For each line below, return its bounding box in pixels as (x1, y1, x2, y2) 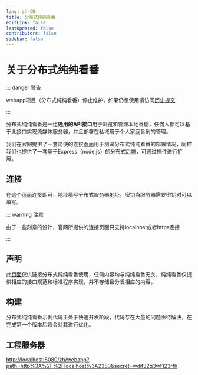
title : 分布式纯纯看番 (6, 14, 56, 20)
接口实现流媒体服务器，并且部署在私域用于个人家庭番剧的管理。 (16, 128, 171, 135)
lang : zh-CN (6, 8, 35, 15)
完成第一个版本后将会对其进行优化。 (6, 321, 94, 328)
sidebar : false (6, 36, 44, 42)
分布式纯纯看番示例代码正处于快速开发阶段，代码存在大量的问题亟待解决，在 (6, 314, 192, 321)
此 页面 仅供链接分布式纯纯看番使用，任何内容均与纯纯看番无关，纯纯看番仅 (6, 270, 187, 278)
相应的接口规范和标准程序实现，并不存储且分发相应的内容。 (11, 278, 156, 285)
